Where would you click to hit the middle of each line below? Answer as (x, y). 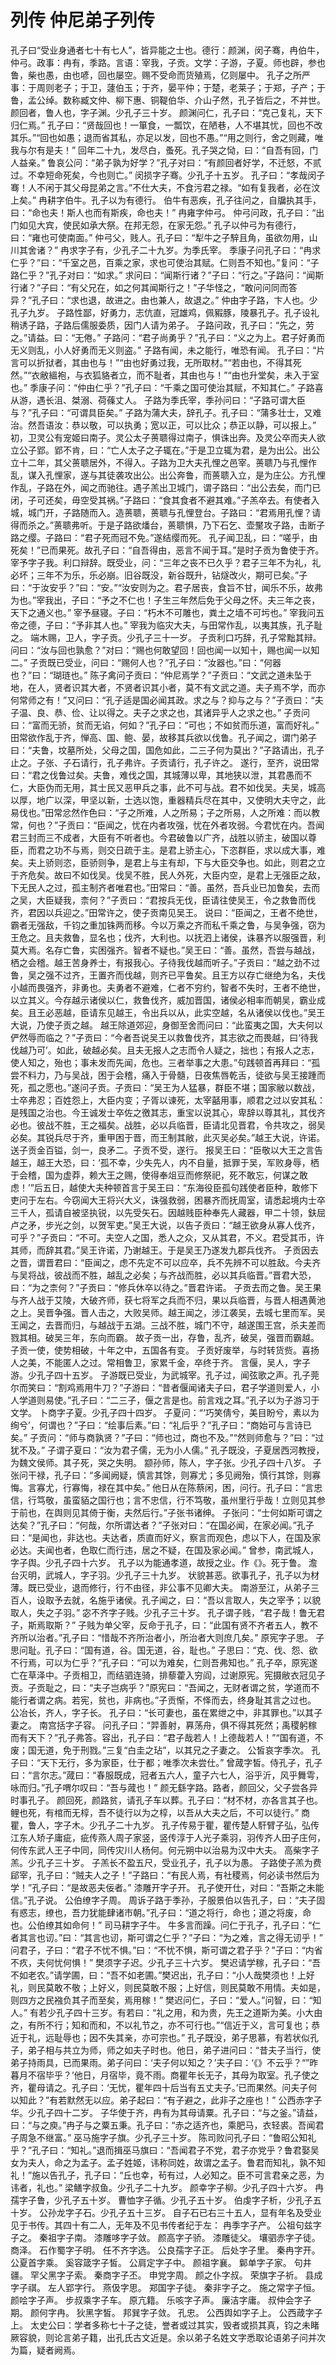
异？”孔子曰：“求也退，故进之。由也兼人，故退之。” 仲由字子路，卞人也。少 (164, 300)
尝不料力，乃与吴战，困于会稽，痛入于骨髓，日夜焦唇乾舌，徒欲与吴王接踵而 (168, 1075)
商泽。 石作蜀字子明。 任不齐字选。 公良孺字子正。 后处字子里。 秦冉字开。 (165, 2250)
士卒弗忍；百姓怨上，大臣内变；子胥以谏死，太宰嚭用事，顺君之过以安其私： (168, 1100)
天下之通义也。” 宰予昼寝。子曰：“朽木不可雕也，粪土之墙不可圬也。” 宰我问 (163, 612)
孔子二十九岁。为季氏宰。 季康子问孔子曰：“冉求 (221, 250)
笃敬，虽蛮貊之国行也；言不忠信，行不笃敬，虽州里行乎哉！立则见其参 (181, 1500)
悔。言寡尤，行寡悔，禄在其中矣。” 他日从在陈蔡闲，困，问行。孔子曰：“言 (162, 1487)
